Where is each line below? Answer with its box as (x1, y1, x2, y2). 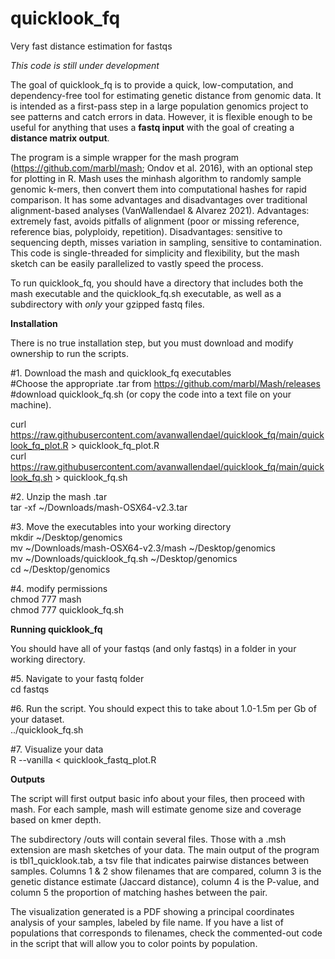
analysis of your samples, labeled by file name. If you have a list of (10, 916, 284, 928)
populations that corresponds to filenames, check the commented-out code (10, 927, 323, 939)
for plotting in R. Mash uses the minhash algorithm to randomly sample (10, 172, 302, 184)
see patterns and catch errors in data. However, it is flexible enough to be (10, 110, 313, 122)
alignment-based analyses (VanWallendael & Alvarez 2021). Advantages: (10, 204, 310, 216)
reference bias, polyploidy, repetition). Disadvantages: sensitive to (10, 225, 283, 237)
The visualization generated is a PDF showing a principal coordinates (10, 905, 295, 917)
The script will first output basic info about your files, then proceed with (10, 792, 306, 804)
